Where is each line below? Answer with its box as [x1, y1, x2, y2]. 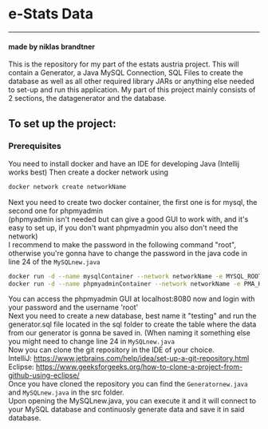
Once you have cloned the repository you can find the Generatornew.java [8, 379, 249, 389]
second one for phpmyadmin [8, 206, 104, 215]
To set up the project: [8, 117, 117, 130]
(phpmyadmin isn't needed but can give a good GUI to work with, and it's [8, 214, 249, 224]
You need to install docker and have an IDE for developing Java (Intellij [8, 158, 240, 168]
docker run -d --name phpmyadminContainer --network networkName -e [8, 279, 241, 288]
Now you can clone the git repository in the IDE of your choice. [8, 345, 215, 355]
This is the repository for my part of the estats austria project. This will [8, 59, 239, 69]
